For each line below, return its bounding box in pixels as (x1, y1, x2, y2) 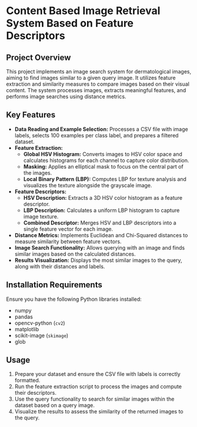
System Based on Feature (6, 16, 134, 30)
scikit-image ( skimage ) (14, 332, 69, 339)
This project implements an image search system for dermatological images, (6, 68, 192, 75)
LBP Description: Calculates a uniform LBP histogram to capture (23, 207, 180, 214)
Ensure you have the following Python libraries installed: (6, 295, 142, 302)
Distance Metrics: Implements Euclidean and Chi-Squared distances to (14, 231, 188, 238)
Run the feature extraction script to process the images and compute (14, 383, 182, 390)
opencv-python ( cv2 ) (14, 319, 66, 327)
